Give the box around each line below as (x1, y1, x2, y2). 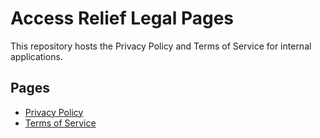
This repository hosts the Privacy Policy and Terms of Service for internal (10, 40, 312, 52)
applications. (10, 50, 63, 62)
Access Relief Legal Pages (10, 7, 235, 30)
